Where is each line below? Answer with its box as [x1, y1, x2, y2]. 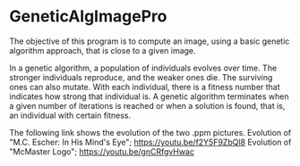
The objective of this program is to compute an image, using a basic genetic [9, 36, 290, 46]
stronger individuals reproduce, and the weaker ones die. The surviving [9, 71, 273, 82]
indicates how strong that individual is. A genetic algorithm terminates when [9, 91, 289, 102]
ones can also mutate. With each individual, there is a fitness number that [9, 81, 280, 92]
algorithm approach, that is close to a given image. [9, 45, 196, 55]
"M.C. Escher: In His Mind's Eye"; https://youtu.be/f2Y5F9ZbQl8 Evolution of [9, 137, 292, 147]
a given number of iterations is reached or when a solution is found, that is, [9, 100, 286, 111]
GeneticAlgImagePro [9, 6, 167, 27]
